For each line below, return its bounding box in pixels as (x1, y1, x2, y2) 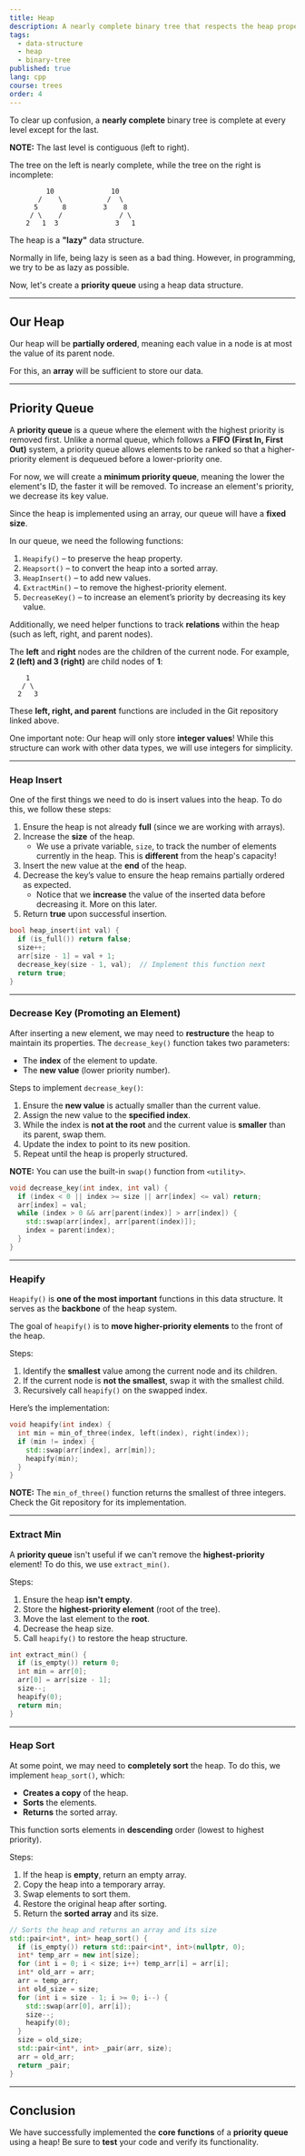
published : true (9, 65, 71, 74)
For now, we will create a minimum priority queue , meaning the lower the (9, 471, 285, 482)
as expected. (22, 880, 72, 891)
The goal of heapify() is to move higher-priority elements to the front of (9, 1321, 283, 1332)
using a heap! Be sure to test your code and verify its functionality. (9, 2137, 259, 2148)
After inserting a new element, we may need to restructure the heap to (9, 1027, 275, 1038)
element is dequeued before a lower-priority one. (38, 454, 222, 465)
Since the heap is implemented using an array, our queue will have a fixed (9, 509, 287, 519)
